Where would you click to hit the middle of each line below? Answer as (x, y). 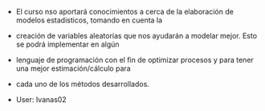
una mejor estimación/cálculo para (73, 68)
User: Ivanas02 (41, 99)
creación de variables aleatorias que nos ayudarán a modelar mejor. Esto (137, 36)
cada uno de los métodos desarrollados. (83, 84)
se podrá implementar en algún (67, 44)
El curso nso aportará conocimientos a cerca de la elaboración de (125, 12)
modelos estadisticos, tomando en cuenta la (89, 20)
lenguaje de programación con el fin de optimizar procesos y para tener (135, 60)
